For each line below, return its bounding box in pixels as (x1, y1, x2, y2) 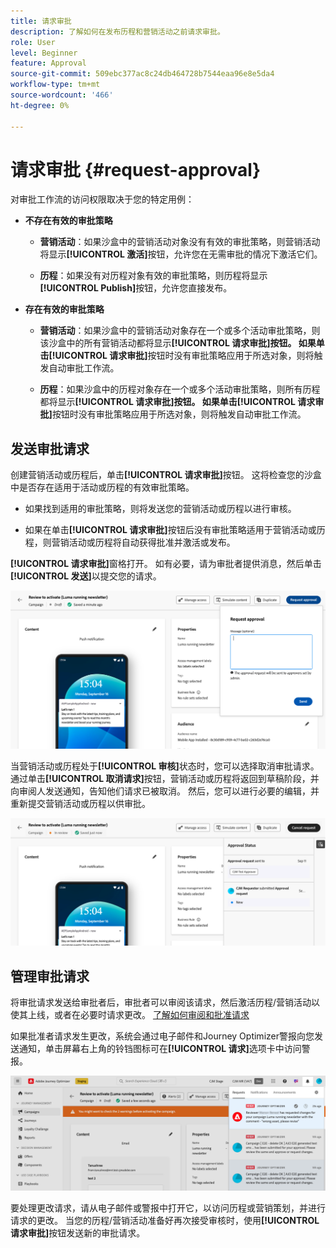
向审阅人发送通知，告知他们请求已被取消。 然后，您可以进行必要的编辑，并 (10, 785, 320, 797)
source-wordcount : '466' (10, 90, 114, 100)
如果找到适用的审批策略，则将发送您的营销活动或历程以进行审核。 (24, 503, 297, 515)
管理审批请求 (10, 968, 90, 985)
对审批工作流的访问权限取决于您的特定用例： (10, 193, 195, 205)
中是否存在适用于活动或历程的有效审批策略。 (10, 481, 195, 494)
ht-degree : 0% (10, 100, 70, 110)
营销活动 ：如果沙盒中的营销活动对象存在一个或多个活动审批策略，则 (39, 325, 321, 337)
